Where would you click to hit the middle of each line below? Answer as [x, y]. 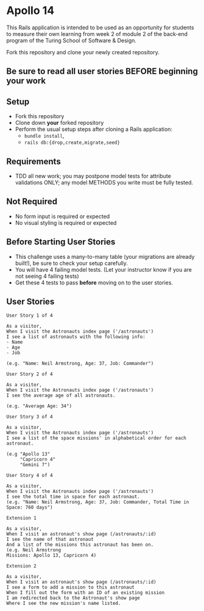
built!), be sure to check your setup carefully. [71, 263]
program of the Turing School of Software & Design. [72, 40]
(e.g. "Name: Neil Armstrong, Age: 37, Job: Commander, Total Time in [98, 502]
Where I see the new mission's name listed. [64, 604]
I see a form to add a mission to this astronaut [71, 588]
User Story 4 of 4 [30, 476]
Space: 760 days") [30, 507]
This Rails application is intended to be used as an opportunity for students [100, 27]
